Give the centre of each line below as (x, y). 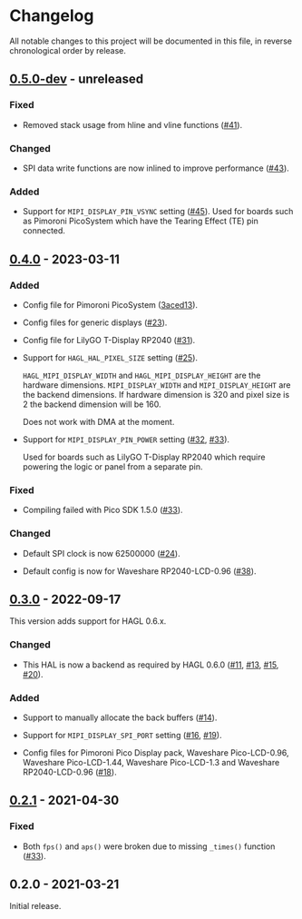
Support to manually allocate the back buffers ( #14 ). (120, 717)
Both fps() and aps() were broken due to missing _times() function (149, 846)
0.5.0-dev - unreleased (76, 79)
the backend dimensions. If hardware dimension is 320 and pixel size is (156, 394)
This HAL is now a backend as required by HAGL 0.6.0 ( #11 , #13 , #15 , (151, 665)
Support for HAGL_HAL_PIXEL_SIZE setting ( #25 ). (110, 357)
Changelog (52, 16)
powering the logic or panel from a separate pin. (112, 466)
